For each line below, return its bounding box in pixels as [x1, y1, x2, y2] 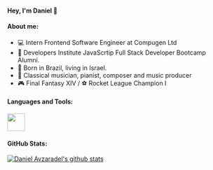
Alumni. [17, 55, 40, 64]
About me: [7, 22, 39, 31]
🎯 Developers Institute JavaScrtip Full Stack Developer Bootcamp [17, 48, 207, 57]
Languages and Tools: [7, 97, 74, 106]
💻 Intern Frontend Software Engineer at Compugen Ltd [17, 38, 177, 46]
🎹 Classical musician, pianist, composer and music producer [17, 71, 192, 79]
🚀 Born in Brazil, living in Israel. [17, 64, 107, 72]
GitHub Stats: [7, 139, 48, 148]
